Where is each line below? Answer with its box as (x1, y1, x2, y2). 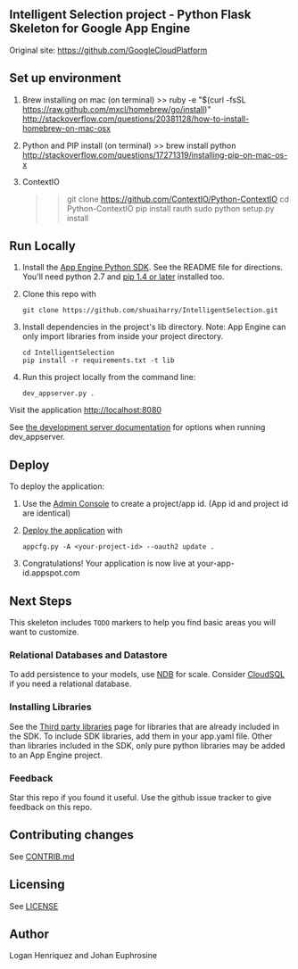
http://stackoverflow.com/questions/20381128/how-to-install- (21, 113, 250, 124)
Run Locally (9, 238, 76, 253)
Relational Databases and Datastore (9, 649, 168, 661)
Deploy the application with (21, 526, 123, 536)
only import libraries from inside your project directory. (21, 331, 224, 342)
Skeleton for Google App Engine (9, 21, 191, 37)
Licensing (9, 877, 65, 892)
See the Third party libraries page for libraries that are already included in (9, 721, 279, 732)
